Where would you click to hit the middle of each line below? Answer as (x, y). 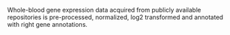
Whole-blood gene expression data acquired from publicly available (104, 10)
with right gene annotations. (48, 24)
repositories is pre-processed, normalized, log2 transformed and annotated (115, 17)
